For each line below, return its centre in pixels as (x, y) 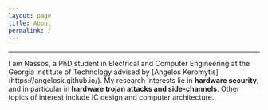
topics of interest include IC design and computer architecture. (111, 97)
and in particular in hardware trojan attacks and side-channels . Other (124, 88)
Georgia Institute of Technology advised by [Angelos (95, 72)
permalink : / (30, 30)
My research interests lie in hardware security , (181, 80)
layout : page (30, 16)
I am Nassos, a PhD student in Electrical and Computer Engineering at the (129, 63)
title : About (30, 23)
